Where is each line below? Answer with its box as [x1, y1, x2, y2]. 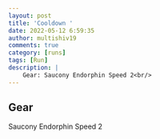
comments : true [8, 42, 59, 50]
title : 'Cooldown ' [8, 19, 74, 27]
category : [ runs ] [8, 49, 66, 57]
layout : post [8, 11, 52, 20]
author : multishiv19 [8, 34, 78, 42]
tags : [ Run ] [8, 57, 48, 65]
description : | [8, 64, 59, 72]
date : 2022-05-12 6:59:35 [8, 26, 94, 34]
